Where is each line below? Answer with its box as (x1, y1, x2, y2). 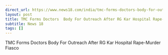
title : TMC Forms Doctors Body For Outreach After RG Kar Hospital (5, 16, 151, 21)
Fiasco (5, 45, 19, 51)
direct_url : (5, 7, 30, 12)
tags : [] (5, 26, 23, 31)
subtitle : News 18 (5, 21, 43, 26)
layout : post (5, 12, 32, 17)
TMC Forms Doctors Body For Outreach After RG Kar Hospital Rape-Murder (5, 39, 161, 45)
